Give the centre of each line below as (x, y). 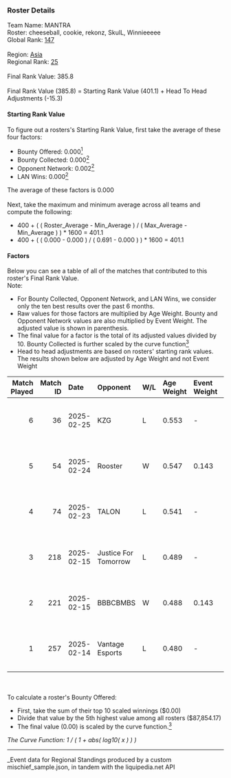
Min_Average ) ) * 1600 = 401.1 (60, 233)
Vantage (111, 644)
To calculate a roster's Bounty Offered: (62, 697)
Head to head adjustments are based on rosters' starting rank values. (115, 351)
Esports (110, 653)
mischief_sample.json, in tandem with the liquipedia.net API (91, 767)
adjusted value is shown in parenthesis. (73, 328)
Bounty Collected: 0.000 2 (53, 159)
